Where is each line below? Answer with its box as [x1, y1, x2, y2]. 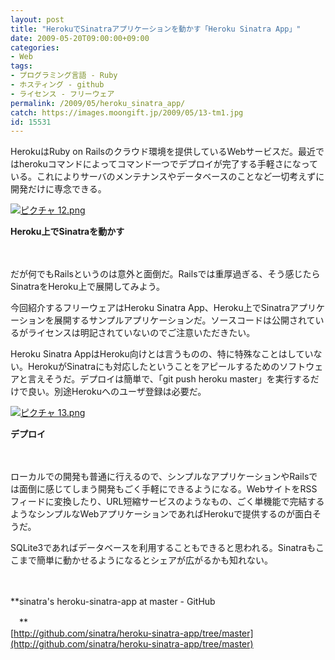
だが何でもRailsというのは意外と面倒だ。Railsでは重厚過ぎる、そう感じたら [10, 268, 321, 280]
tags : [10, 61, 33, 71]
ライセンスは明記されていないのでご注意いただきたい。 [27, 327, 256, 339]
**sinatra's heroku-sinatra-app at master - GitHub [10, 596, 216, 608]
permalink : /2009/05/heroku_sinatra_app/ [10, 98, 186, 108]
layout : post [10, 14, 65, 25]
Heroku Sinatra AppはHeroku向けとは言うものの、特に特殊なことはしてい [10, 348, 314, 360]
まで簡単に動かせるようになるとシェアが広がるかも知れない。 [18, 554, 273, 566]
